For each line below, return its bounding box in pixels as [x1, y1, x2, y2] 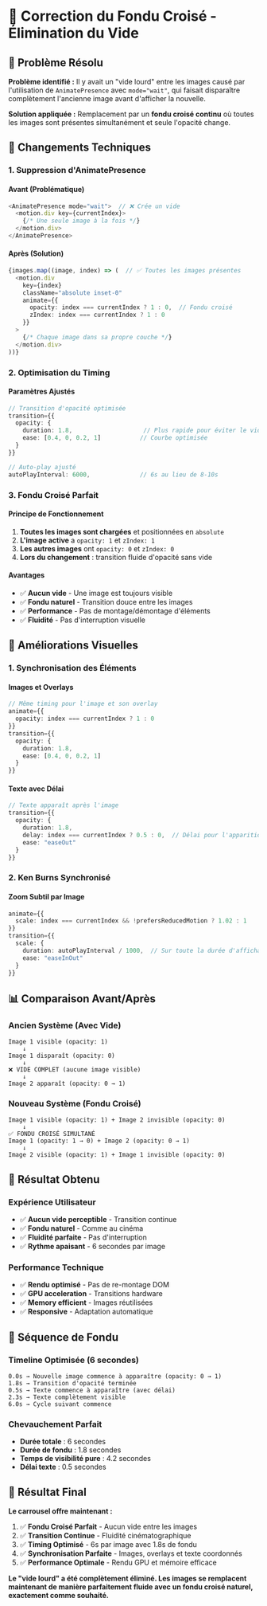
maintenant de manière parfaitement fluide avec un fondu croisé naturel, [8, 1582, 253, 1592]
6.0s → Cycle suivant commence [8, 1400, 112, 1408]
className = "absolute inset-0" [22, 288, 123, 297]
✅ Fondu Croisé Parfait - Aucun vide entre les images [19, 1522, 197, 1532]
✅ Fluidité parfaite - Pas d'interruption [19, 1232, 147, 1242]
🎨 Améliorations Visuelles [8, 639, 139, 652]
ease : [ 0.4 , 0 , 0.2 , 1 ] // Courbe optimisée [22, 434, 208, 442]
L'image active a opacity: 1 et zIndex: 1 [19, 535, 155, 545]
